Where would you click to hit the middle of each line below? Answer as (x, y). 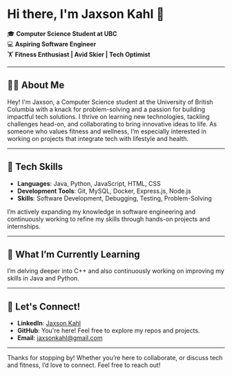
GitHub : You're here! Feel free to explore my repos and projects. (108, 330)
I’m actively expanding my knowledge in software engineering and (101, 211)
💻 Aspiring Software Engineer (52, 44)
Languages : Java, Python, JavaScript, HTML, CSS (89, 183)
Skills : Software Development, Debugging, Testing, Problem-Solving (114, 198)
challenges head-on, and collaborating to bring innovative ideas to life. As (112, 124)
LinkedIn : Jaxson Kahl (49, 323)
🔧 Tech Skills (35, 167)
